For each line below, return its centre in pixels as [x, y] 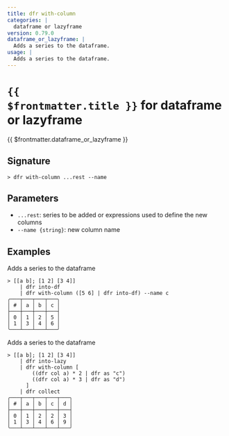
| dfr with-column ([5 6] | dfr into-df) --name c [94, 293]
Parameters [33, 198]
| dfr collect [40, 392]
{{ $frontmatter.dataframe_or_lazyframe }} [68, 139]
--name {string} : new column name [68, 230]
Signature [29, 161]
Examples [29, 252]
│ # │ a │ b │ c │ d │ [40, 404]
